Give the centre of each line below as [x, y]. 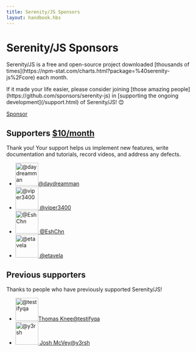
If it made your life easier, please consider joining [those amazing [88, 90]
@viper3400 [55, 208]
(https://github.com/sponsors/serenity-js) [58, 96]
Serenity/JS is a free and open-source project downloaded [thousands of [98, 65]
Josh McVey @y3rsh [65, 343]
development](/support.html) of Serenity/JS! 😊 [65, 102]
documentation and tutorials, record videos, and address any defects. [94, 154]
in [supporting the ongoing [145, 96]
